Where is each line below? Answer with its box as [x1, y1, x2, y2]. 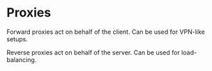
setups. [6, 34, 29, 43]
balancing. [6, 55, 37, 63]
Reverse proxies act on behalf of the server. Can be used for [6, 48, 181, 57]
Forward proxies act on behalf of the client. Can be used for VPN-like [6, 28, 205, 36]
